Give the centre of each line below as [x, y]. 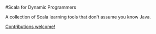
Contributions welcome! [30, 26]
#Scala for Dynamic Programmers [41, 7]
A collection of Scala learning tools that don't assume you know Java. [78, 17]
